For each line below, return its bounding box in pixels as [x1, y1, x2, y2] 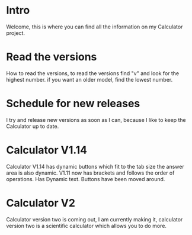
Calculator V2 [6, 196, 76, 210]
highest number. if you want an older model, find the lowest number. [6, 76, 173, 83]
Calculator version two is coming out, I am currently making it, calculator [6, 215, 183, 223]
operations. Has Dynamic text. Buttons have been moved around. [6, 175, 165, 182]
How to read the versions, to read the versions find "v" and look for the [6, 69, 180, 77]
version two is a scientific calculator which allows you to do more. [6, 222, 167, 229]
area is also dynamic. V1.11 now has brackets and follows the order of [6, 169, 175, 176]
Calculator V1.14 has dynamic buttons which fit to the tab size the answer [6, 163, 185, 170]
